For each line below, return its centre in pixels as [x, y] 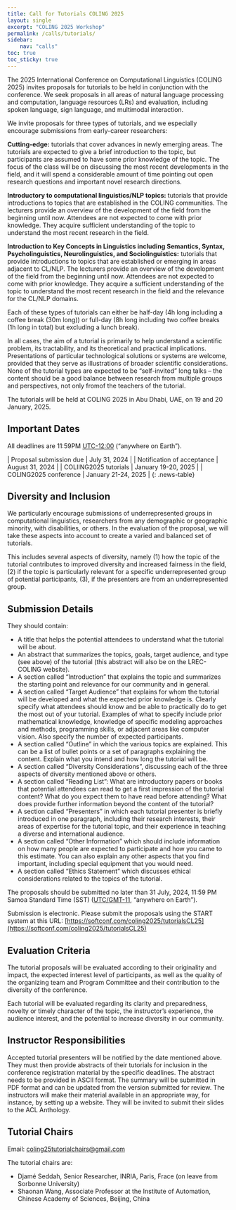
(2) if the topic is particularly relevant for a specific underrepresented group [117, 572]
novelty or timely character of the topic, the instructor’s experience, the [110, 1011]
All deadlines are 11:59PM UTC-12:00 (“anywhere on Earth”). [95, 446]
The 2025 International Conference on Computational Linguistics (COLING [115, 79]
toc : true [22, 53]
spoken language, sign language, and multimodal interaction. [96, 109]
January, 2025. [29, 407]
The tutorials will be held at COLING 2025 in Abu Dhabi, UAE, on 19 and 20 [115, 399]
